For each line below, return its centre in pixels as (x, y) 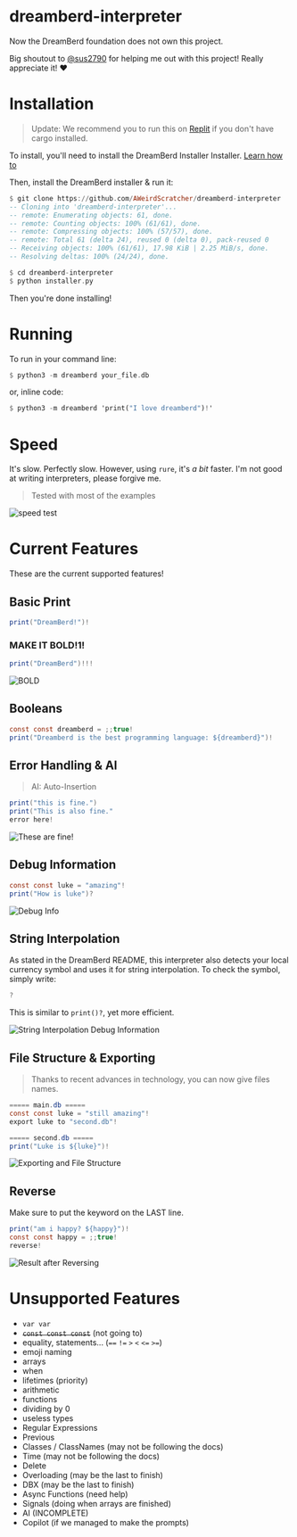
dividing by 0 (46, 1409)
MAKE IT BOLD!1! (47, 645)
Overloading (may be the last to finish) (92, 1475)
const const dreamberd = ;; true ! (71, 729)
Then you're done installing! (61, 298)
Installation (52, 104)
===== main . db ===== (48, 1105)
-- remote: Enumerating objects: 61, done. (91, 215)
